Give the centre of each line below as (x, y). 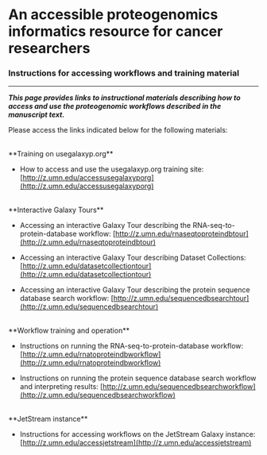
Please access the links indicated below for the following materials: (118, 130)
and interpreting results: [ (61, 387)
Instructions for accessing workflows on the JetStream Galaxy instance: (137, 434)
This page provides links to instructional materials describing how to (124, 98)
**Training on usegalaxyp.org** (61, 154)
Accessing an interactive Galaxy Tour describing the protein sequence (135, 290)
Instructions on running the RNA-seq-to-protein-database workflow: (132, 346)
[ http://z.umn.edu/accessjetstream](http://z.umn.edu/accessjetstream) (135, 443)
